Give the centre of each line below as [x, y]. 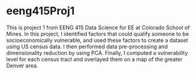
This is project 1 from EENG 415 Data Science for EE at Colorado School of [98, 27]
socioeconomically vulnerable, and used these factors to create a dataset [97, 40]
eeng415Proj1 [41, 11]
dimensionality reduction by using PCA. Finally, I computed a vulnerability [97, 53]
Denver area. [22, 65]
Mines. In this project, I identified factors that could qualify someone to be [98, 33]
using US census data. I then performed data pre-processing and [87, 47]
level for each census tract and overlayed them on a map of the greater [94, 59]
